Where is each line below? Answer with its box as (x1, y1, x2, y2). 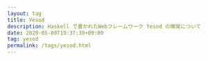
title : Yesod (7, 17, 45, 23)
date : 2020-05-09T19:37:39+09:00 (7, 29, 104, 37)
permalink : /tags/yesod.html (7, 42, 92, 49)
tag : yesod (7, 36, 39, 43)
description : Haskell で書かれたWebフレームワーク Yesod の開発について (7, 23, 202, 30)
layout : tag (7, 10, 42, 17)
